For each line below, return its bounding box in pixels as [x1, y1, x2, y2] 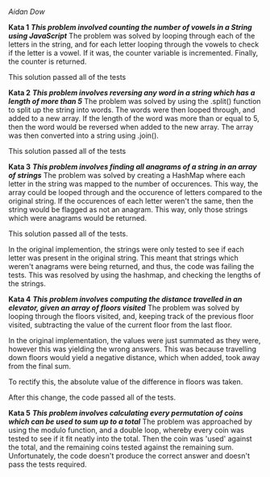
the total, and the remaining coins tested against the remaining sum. [8, 442, 234, 452]
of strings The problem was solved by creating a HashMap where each [8, 171, 246, 180]
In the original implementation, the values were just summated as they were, [8, 336, 261, 345]
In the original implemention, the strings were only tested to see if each [8, 245, 244, 254]
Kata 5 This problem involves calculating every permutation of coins [8, 409, 243, 417]
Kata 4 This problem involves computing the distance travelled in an [8, 294, 243, 304]
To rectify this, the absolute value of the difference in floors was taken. [8, 377, 243, 386]
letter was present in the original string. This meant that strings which [8, 253, 239, 263]
